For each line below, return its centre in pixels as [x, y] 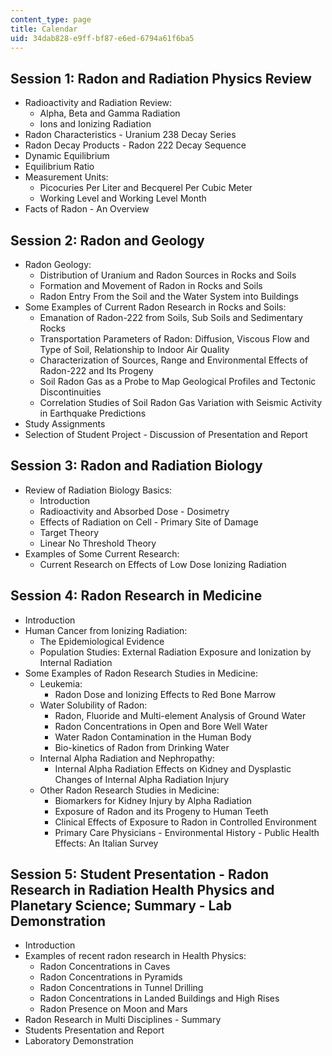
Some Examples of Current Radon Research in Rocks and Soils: [155, 307]
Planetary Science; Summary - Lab [121, 906]
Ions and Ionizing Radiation [95, 124]
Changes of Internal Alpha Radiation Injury [142, 779]
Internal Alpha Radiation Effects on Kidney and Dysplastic [173, 768]
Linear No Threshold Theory [98, 543]
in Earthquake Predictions [93, 413]
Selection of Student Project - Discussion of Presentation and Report [166, 434]
